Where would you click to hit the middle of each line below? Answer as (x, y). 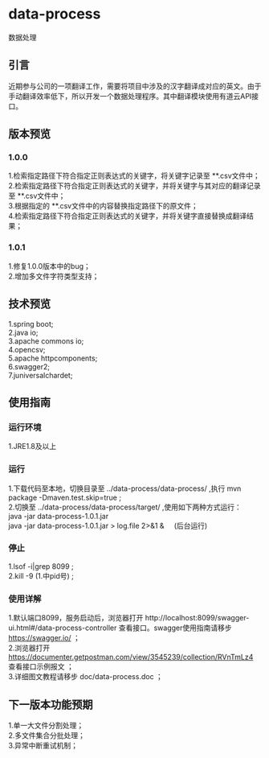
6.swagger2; (29, 366)
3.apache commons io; (46, 341)
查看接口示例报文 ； (41, 667)
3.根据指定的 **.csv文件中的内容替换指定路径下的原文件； (103, 206)
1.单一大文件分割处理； (46, 725)
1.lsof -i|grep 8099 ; (41, 566)
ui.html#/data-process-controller (63, 628)
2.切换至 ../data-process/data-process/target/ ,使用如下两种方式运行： (125, 507)
